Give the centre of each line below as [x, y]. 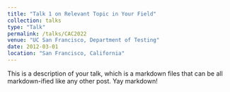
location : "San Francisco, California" [66, 54]
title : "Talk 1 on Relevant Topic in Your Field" [82, 14]
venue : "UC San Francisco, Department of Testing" [84, 40]
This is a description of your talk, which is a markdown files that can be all [115, 73]
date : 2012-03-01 [33, 47]
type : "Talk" [27, 27]
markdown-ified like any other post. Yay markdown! [82, 81]
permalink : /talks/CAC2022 [47, 34]
